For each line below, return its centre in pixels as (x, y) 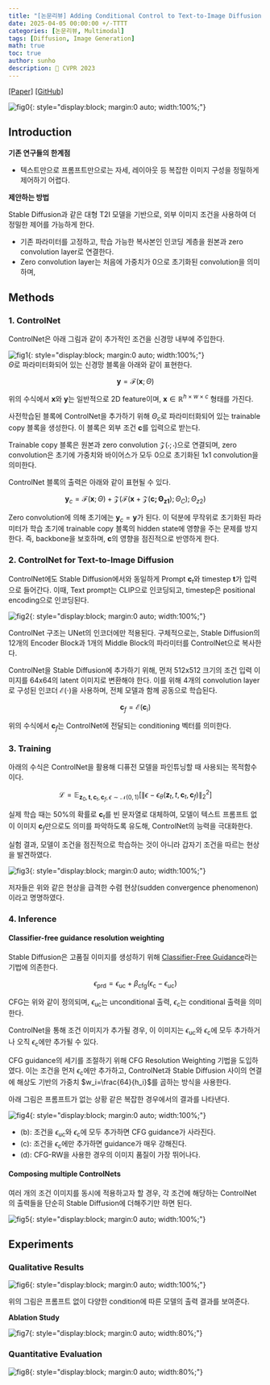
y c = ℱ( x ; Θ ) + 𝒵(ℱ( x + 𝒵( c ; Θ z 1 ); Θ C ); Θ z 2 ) (135, 499)
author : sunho (32, 61)
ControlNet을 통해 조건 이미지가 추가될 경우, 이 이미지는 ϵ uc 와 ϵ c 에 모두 (120, 1031)
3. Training (30, 749)
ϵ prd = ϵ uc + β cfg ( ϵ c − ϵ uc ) (135, 984)
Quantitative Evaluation (55, 1354)
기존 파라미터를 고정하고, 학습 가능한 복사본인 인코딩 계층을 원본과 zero (131, 241)
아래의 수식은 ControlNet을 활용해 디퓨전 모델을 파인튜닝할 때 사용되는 (119, 767)
